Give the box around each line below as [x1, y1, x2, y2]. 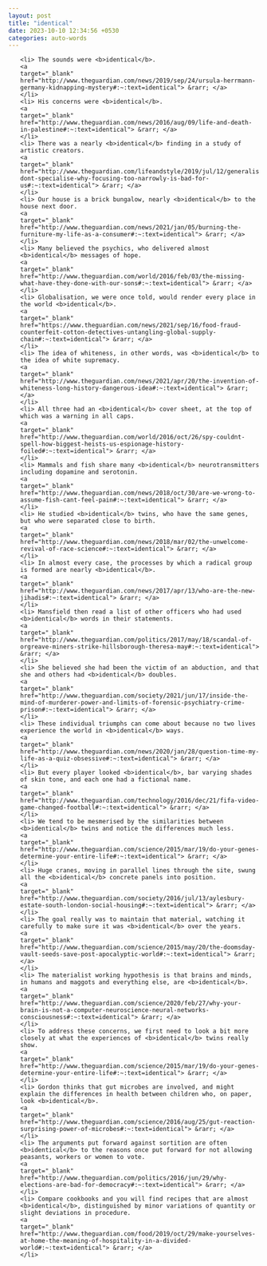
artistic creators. [19, 147, 85, 155]
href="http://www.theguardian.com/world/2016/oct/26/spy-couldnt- [19, 433, 245, 442]
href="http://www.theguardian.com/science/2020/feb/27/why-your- [19, 999, 241, 1007]
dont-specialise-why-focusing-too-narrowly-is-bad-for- [19, 175, 210, 183]
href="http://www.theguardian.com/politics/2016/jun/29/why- [19, 1174, 228, 1182]
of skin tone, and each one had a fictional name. [19, 776, 192, 784]
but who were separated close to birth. [19, 517, 156, 526]
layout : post [8, 11, 52, 20]
